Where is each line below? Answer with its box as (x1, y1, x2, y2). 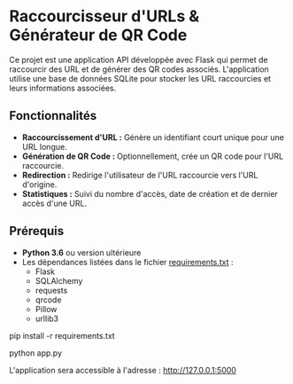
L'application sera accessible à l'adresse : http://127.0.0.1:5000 (9, 364, 237, 375)
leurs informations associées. (9, 82, 117, 93)
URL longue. (21, 141, 68, 152)
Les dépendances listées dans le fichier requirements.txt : (21, 256, 234, 267)
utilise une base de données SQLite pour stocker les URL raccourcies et (9, 73, 272, 83)
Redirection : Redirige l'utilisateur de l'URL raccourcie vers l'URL (21, 169, 258, 180)
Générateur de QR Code (9, 25, 188, 45)
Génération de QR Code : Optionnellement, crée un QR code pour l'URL (21, 151, 284, 161)
